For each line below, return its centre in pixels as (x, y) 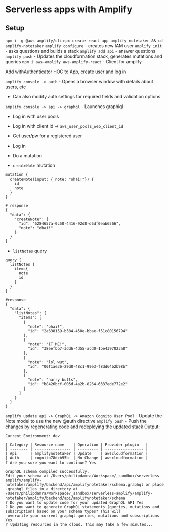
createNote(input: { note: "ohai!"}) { (52, 179)
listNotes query (30, 251)
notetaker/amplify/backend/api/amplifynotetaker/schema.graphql (74, 485)
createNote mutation (34, 165)
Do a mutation (27, 155)
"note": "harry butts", (53, 380)
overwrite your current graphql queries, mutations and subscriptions (83, 516)
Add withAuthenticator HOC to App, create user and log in (66, 72)
